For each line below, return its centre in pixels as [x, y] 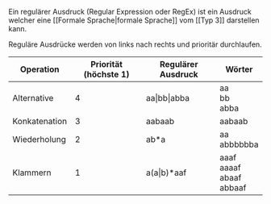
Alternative [33, 98]
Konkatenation [40, 121]
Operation [40, 69]
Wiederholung [40, 139]
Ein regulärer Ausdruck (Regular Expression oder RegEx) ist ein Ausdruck [130, 12]
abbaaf [233, 187]
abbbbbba [239, 144]
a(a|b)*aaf [167, 173]
